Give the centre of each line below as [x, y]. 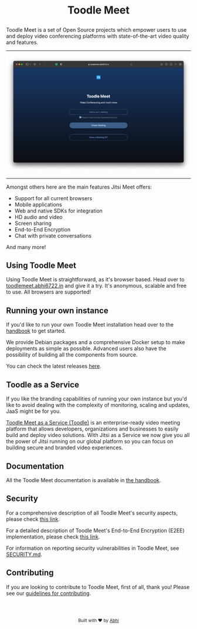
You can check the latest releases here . [54, 366]
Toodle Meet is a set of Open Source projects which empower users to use [96, 30]
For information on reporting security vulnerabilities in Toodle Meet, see [93, 548]
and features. [22, 42]
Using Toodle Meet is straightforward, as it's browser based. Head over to [95, 280]
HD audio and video [38, 217]
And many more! [26, 247]
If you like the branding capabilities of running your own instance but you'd [97, 399]
